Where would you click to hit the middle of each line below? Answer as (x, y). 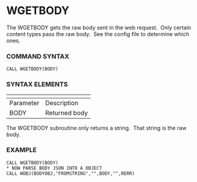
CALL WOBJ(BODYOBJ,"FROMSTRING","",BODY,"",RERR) (71, 173)
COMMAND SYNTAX (38, 56)
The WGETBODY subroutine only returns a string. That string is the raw (97, 128)
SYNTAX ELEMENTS (37, 84)
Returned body (66, 112)
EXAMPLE (22, 150)
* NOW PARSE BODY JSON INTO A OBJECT (54, 168)
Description (62, 103)
